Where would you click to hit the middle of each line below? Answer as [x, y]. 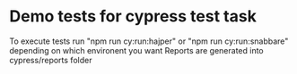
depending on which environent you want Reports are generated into [137, 50]
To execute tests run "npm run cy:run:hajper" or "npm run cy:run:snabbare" [149, 41]
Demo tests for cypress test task [133, 16]
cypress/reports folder [51, 60]
